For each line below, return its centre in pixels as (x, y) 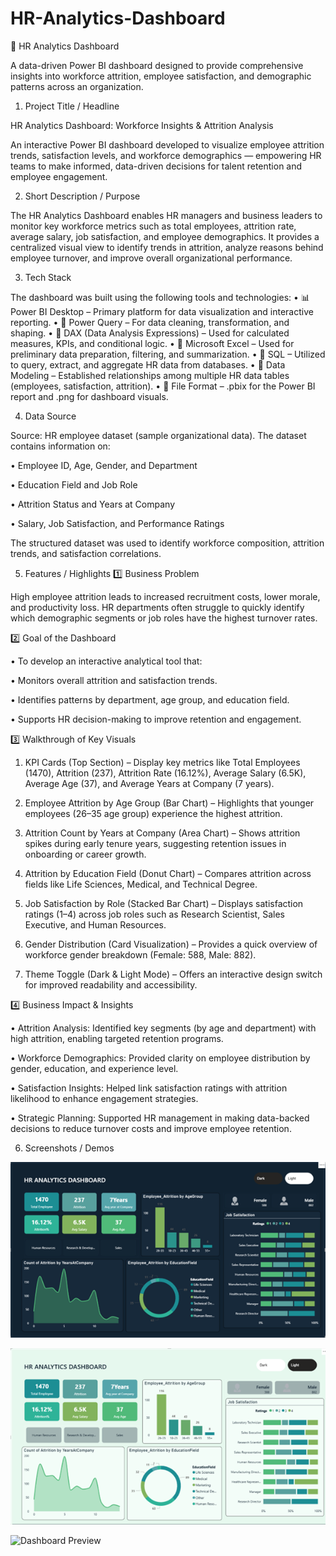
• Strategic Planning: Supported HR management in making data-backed (160, 1118)
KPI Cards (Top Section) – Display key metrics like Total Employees (162, 762)
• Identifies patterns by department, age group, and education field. (150, 699)
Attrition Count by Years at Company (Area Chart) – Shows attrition (162, 833)
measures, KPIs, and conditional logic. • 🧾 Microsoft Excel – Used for (152, 343)
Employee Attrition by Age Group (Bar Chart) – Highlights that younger (169, 803)
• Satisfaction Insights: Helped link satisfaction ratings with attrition (149, 1088)
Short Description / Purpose (82, 196)
